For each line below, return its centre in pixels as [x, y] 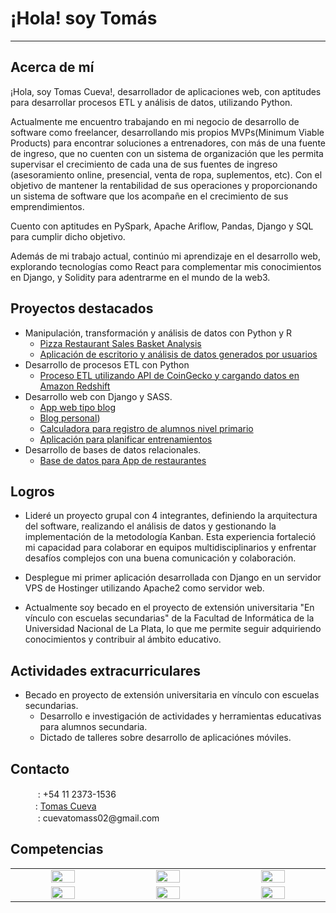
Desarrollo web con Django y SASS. [98, 396]
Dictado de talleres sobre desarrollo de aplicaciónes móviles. [165, 738]
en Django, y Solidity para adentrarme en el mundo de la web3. [140, 277]
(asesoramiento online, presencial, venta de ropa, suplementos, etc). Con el [166, 174]
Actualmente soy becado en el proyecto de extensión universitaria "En [169, 608]
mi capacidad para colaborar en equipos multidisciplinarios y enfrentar [170, 548]
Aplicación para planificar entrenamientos [126, 439]
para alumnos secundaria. [93, 727]
